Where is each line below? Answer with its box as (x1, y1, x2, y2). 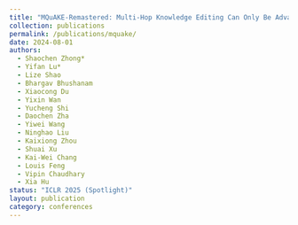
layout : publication (9, 194, 86, 204)
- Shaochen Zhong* (17, 54, 86, 63)
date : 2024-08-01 (9, 37, 74, 47)
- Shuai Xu (17, 144, 58, 153)
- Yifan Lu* (17, 63, 62, 72)
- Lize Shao (17, 71, 62, 80)
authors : (9, 46, 42, 55)
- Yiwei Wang (17, 120, 66, 129)
